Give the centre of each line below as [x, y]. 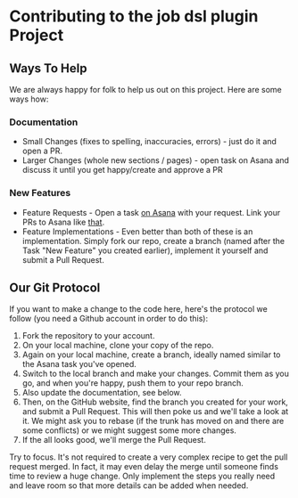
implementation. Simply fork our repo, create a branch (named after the [153, 241]
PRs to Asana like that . [63, 222]
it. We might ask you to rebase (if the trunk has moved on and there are [153, 421]
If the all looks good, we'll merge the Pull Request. [114, 440]
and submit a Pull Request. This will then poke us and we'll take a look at [155, 412]
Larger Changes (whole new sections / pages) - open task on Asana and [156, 160]
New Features [40, 193]
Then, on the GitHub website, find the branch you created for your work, [155, 402]
